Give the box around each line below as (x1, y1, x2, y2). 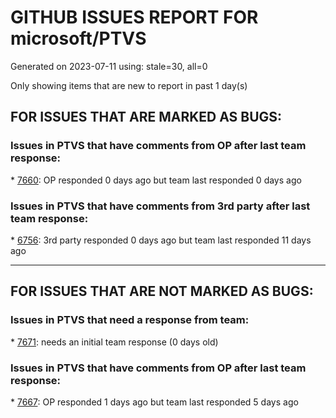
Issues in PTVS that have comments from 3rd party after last (10, 199, 311, 213)
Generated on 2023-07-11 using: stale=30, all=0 (10, 60, 208, 72)
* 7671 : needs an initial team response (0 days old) (10, 336, 219, 348)
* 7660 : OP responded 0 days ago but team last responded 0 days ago (10, 174, 302, 186)
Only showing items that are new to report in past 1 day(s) (10, 79, 248, 91)
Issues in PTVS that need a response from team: (10, 313, 250, 327)
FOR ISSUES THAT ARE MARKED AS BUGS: (10, 109, 283, 126)
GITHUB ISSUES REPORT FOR (10, 6, 259, 29)
